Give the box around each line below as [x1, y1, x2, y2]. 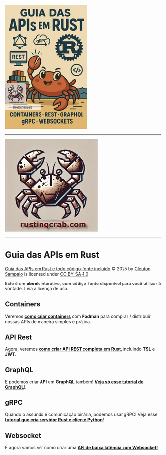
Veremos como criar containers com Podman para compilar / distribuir [5, 313, 151, 319]
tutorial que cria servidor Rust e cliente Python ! [5, 417, 104, 423]
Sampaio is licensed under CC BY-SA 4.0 [5, 271, 89, 277]
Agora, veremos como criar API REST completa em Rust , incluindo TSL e [5, 346, 155, 352]
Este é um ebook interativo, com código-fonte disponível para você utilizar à [5, 280, 161, 286]
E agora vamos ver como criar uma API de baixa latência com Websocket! [5, 445, 158, 450]
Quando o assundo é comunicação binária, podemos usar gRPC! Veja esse [5, 411, 158, 418]
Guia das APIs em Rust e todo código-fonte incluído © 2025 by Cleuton [5, 265, 151, 272]
